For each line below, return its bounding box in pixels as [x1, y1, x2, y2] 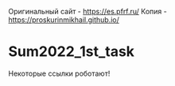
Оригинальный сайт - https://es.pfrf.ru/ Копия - [8, 7, 167, 16]
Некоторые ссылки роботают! [8, 69, 111, 78]
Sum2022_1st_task [8, 43, 135, 61]
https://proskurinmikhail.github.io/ [8, 15, 119, 24]
